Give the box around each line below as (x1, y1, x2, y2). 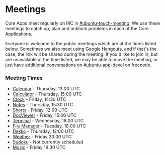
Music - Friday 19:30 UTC (12, 144, 66, 150)
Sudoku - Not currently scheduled (12, 139, 84, 145)
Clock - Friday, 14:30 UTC (12, 96, 66, 102)
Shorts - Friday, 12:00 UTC (12, 107, 68, 113)
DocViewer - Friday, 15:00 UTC (12, 112, 77, 118)
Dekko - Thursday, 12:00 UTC (12, 128, 74, 134)
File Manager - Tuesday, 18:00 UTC (12, 123, 87, 129)
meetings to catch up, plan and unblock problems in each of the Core (5, 25, 149, 31)
